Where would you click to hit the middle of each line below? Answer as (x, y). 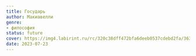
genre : (14, 22)
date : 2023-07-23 (27, 44)
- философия (20, 28)
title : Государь (26, 11)
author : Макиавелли (30, 17)
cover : (14, 38)
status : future (24, 33)
